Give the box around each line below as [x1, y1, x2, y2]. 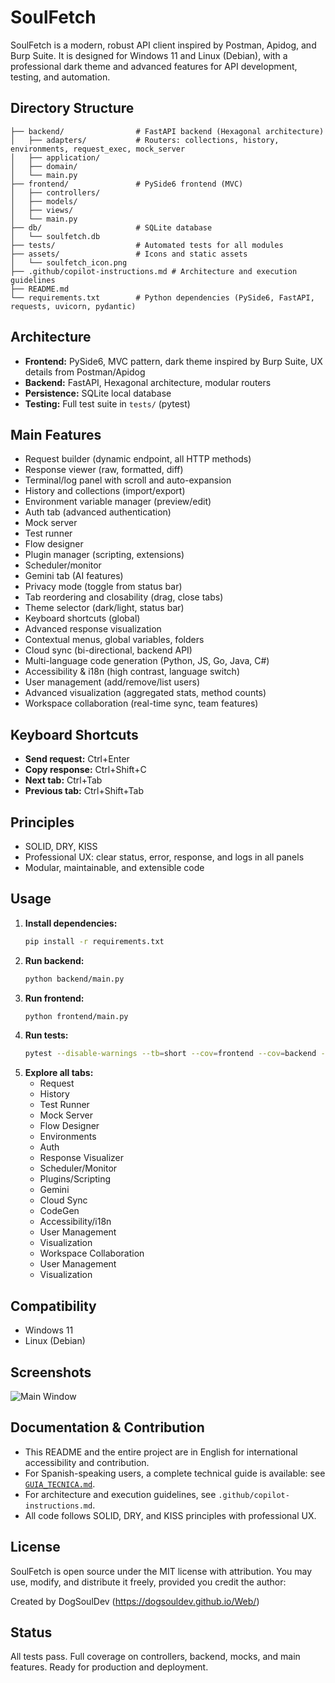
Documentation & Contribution [10, 1419, 205, 1436]
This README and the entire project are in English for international [24, 1446, 298, 1458]
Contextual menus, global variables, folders [24, 634, 205, 646]
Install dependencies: [24, 917, 118, 929]
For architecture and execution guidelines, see [24, 1488, 217, 1500]
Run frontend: [24, 992, 85, 1004]
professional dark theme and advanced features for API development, [10, 60, 298, 72]
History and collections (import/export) [24, 485, 186, 497]
